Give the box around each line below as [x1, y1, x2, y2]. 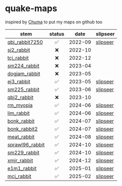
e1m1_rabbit [7, 165, 37, 171]
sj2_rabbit [7, 47, 30, 53]
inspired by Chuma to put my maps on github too [5, 19, 103, 25]
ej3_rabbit [7, 78, 30, 85]
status [49, 30, 64, 37]
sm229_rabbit [7, 149, 40, 156]
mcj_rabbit [7, 173, 31, 180]
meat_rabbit [7, 133, 35, 140]
